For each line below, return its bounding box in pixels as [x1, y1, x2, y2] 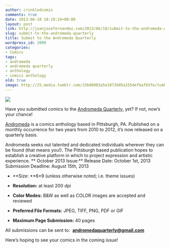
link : [5, 26, 17, 31]
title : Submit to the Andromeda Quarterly [5, 36, 96, 41]
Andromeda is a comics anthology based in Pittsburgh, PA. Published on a [5, 121, 159, 127]
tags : [5, 54, 17, 60]
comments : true [5, 12, 37, 17]
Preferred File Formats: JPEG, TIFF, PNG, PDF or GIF [12, 208, 124, 214]
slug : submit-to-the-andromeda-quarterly [5, 31, 94, 36]
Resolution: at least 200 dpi [12, 182, 71, 188]
